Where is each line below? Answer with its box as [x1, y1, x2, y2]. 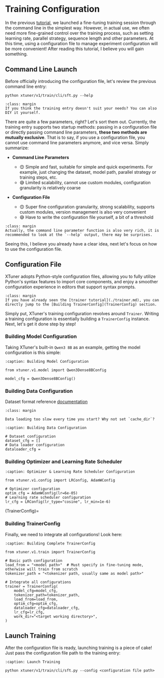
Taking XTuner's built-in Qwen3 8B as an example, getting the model [5, 344, 141, 350]
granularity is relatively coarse [19, 185, 81, 190]
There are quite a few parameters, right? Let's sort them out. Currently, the [5, 119, 156, 125]
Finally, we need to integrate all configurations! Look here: [5, 531, 123, 537]
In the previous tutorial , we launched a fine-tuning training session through [5, 20, 156, 26]
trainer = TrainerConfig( [5, 584, 58, 589]
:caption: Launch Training [5, 659, 60, 664]
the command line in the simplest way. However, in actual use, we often [5, 25, 150, 30]
